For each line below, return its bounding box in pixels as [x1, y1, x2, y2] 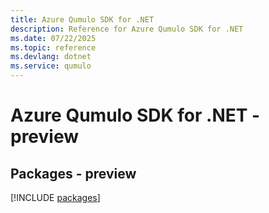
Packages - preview [10, 165, 137, 182]
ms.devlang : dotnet [10, 52, 92, 62]
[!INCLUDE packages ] [10, 192, 101, 203]
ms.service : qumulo [10, 61, 92, 71]
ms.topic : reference [10, 42, 97, 53]
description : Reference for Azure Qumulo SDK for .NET [10, 24, 244, 34]
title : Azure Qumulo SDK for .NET [10, 14, 155, 25]
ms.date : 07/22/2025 [10, 33, 97, 43]
